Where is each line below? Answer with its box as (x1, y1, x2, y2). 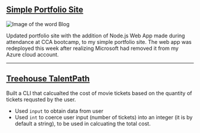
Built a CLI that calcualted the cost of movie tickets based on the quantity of (6, 89, 192, 97)
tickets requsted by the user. (6, 96, 76, 103)
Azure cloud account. (6, 50, 59, 58)
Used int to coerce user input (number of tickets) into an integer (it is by (14, 113, 193, 121)
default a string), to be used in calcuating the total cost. (14, 120, 151, 127)
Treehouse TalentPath (6, 74, 90, 84)
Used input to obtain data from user (14, 107, 104, 115)
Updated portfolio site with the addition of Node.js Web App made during (6, 32, 186, 39)
